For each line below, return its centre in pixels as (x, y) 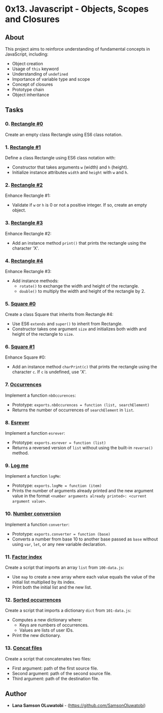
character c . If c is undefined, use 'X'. (49, 372)
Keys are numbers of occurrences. (54, 625)
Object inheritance (31, 95)
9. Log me (17, 465)
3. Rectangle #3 (24, 223)
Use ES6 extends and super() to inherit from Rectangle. (67, 324)
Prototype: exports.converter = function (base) (61, 534)
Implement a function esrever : (35, 433)
